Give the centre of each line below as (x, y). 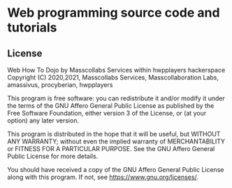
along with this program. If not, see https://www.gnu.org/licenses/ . (103, 177)
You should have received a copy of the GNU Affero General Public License (116, 170)
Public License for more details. (53, 156)
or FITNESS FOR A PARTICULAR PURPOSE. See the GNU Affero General (111, 149)
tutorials (32, 28)
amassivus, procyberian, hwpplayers (60, 85)
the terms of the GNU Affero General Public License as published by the (111, 105)
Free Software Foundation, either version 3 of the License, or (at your (107, 113)
